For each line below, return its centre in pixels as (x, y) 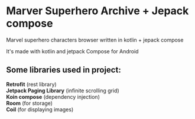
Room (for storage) (30, 103)
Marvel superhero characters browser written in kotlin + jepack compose (95, 40)
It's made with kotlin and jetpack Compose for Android (72, 51)
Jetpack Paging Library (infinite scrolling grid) (63, 91)
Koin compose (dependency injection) (53, 97)
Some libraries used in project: (64, 70)
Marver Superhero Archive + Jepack (97, 11)
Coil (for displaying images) (40, 109)
